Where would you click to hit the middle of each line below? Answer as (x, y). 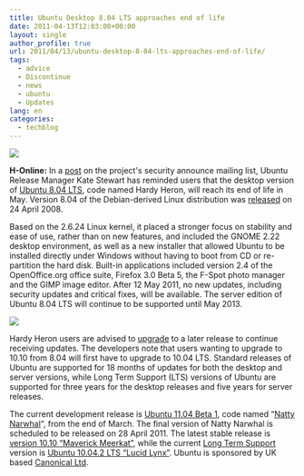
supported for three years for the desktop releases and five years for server (151, 387)
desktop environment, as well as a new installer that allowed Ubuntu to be (147, 246)
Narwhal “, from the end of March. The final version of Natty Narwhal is (142, 424)
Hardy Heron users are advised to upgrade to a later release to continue (144, 338)
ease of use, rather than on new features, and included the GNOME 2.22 (145, 236)
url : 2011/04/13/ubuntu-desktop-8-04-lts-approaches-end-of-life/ (137, 52)
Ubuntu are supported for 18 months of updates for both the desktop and (146, 367)
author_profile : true (50, 43)
